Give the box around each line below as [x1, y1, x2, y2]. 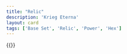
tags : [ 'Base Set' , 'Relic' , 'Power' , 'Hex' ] [6, 25, 122, 31]
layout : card [6, 20, 39, 26]
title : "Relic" [6, 8, 44, 15]
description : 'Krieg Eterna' [6, 14, 79, 20]
